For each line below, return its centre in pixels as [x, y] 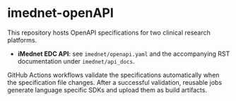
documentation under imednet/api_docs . [76, 61]
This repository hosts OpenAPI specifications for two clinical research [109, 32]
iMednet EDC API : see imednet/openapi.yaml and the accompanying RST [124, 54]
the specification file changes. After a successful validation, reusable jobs [115, 82]
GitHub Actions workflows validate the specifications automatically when [113, 75]
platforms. [22, 40]
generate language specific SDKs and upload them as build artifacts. [107, 90]
